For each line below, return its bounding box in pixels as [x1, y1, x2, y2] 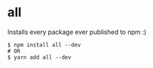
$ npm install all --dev [7, 41, 81, 48]
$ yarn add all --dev [7, 54, 72, 61]
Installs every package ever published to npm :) [7, 28, 147, 36]
